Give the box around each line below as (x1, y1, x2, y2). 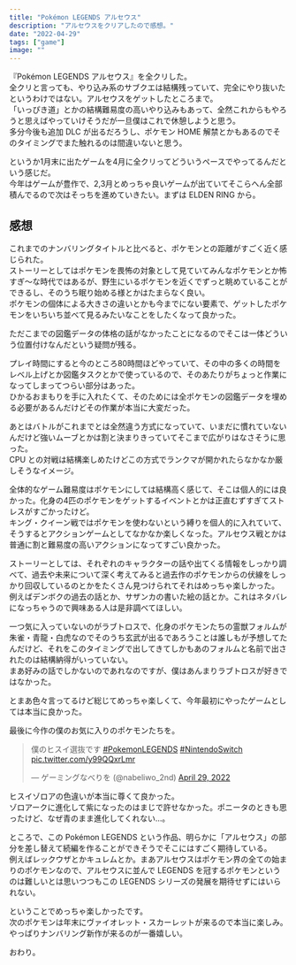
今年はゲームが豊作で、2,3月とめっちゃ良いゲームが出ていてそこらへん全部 (9, 179, 283, 189)
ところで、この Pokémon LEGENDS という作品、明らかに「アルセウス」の (9, 831, 279, 842)
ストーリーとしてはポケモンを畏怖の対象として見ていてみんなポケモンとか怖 (9, 264, 287, 275)
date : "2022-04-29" (9, 29, 81, 38)
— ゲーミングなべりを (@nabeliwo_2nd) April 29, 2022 (30, 771, 231, 783)
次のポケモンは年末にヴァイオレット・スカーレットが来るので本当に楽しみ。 (9, 916, 288, 927)
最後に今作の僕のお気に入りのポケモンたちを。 (9, 724, 179, 735)
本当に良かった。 (24, 706, 87, 716)
